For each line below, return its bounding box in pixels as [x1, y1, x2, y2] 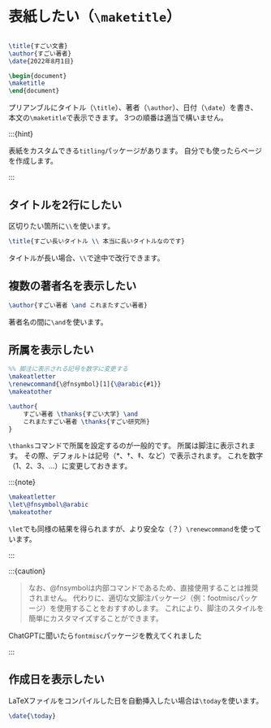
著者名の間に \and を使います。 [8, 316, 108, 326]
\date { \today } [8, 712, 57, 720]
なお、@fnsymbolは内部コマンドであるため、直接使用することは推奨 [28, 583, 259, 592]
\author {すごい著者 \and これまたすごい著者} [8, 301, 148, 309]
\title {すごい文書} [8, 41, 68, 50]
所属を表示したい [8, 342, 94, 356]
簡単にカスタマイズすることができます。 [28, 613, 163, 623]
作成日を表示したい [8, 673, 105, 687]
